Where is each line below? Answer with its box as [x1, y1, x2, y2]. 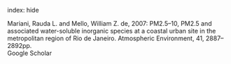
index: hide [7, 6, 40, 14]
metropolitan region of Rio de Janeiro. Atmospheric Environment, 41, [7, 34, 204, 42]
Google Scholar [7, 49, 52, 57]
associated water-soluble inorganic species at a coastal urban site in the [7, 27, 216, 35]
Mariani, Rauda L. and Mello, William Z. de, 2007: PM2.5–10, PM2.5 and [7, 19, 212, 27]
